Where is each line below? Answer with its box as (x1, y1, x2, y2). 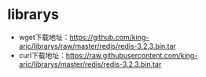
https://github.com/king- (69, 32, 149, 42)
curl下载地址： (18, 50, 66, 60)
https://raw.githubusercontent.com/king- (65, 50, 198, 60)
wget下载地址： (18, 32, 70, 42)
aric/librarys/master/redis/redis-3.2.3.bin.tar (18, 59, 162, 68)
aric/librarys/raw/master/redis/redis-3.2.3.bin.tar (18, 41, 176, 50)
